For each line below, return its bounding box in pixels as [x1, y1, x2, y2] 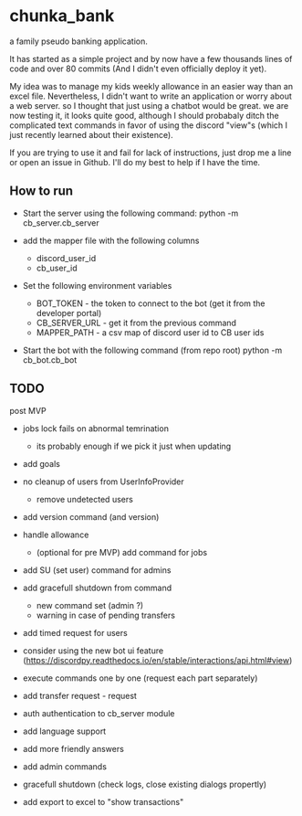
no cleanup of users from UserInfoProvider [22, 476, 184, 487]
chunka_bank [9, 5, 115, 26]
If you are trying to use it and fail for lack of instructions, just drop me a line [9, 147, 292, 158]
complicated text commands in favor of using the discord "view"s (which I [9, 120, 288, 131]
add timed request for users [22, 627, 128, 638]
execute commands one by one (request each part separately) [22, 673, 258, 684]
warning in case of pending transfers [36, 609, 176, 620]
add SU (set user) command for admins [22, 564, 172, 576]
